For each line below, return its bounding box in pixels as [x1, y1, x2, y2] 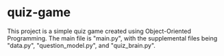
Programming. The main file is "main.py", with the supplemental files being [7, 34, 218, 42]
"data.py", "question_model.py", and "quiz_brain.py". [7, 41, 156, 49]
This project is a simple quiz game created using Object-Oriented [7, 27, 192, 35]
